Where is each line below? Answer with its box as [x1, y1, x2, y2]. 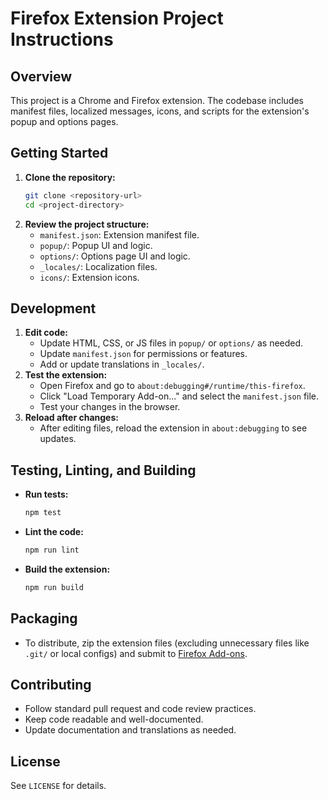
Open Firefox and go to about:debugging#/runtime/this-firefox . [39, 380, 306, 392]
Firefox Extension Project [10, 7, 224, 30]
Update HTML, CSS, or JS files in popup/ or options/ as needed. [39, 337, 304, 349]
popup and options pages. [10, 116, 119, 127]
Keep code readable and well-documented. [24, 713, 204, 726]
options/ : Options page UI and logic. [39, 250, 191, 262]
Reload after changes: [24, 412, 119, 424]
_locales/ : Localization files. [39, 260, 158, 272]
